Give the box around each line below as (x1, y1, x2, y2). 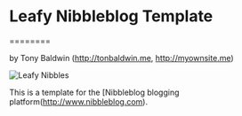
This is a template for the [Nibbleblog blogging (9, 87, 180, 97)
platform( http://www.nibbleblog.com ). (9, 96, 149, 107)
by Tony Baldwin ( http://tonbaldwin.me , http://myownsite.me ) (9, 52, 234, 63)
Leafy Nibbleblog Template (9, 6, 214, 27)
